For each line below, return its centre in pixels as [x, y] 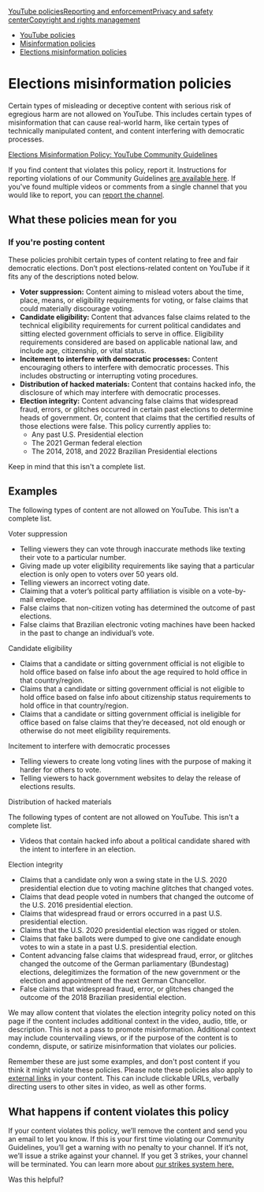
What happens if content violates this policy [119, 1112]
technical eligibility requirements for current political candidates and [130, 325]
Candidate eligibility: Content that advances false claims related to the [135, 317]
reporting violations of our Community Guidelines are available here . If [122, 178]
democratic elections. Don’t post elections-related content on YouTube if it [129, 268]
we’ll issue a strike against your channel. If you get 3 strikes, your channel [128, 1156]
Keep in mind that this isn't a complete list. [77, 466]
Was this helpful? [36, 1179]
